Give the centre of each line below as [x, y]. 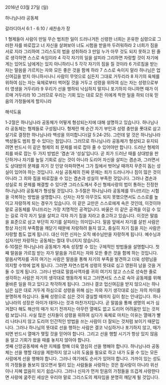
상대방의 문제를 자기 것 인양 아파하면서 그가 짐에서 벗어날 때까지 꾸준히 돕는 [83, 166]
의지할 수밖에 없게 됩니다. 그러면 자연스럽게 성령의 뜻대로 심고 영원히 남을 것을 [81, 265]
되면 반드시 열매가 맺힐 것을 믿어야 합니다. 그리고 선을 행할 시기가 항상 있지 [77, 334]
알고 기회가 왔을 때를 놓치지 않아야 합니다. [51, 340]
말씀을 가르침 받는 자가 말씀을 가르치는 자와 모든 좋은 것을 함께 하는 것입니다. [84, 253]
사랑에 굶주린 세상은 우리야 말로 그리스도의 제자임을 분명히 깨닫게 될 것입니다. [85, 377]
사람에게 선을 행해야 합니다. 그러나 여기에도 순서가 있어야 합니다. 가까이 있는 [79, 359]
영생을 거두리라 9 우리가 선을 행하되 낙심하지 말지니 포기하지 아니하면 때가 [82, 89]
